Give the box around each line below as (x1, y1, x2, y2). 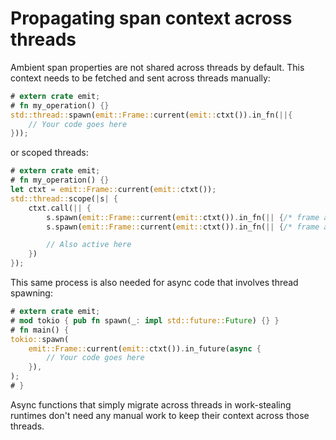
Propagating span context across (10, 7, 293, 30)
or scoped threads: (10, 147, 89, 159)
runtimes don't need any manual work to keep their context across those (10, 409, 310, 421)
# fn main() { (10, 325, 70, 335)
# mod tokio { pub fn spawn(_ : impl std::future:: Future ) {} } (10, 315, 280, 326)
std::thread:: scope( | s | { (10, 193, 118, 204)
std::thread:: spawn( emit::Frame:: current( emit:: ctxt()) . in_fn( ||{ (10, 110, 293, 120)
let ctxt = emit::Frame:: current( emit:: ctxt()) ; (10, 185, 217, 195)
